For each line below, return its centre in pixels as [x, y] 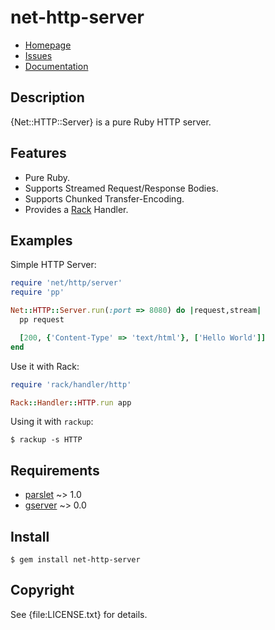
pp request [42, 320]
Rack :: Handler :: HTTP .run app [71, 402]
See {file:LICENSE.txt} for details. [79, 614]
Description [47, 97]
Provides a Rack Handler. [76, 209]
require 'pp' [37, 292]
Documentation [56, 66]
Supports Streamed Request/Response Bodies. [121, 188]
